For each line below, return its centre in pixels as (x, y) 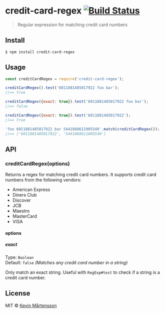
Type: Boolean (19, 257)
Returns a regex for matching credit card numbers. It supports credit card (81, 175)
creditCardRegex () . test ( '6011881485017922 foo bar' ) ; (62, 88)
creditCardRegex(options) (37, 164)
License (18, 293)
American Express (31, 190)
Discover (21, 200)
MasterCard (25, 216)
